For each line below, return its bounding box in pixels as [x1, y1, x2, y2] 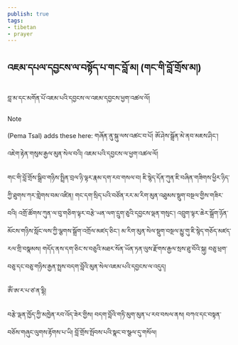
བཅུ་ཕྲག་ [208, 245, 227, 253]
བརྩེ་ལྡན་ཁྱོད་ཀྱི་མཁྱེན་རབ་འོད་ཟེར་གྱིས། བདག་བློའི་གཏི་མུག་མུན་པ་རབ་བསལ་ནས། [7, 310, 185, 319]
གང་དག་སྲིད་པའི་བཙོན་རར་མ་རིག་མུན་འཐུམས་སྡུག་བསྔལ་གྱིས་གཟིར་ [75, 191, 224, 200]
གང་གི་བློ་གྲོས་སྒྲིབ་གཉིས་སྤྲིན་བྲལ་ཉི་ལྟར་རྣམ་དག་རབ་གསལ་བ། [7, 174, 141, 182]
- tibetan [7, 23, 37, 31]
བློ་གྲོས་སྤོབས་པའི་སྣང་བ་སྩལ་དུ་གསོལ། [74, 328, 157, 336]
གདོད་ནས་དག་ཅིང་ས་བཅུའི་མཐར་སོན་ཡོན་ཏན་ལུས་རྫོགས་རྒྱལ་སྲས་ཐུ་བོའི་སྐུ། [42, 245, 207, 253]
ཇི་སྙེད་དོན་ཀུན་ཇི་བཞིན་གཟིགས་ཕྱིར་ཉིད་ [142, 174, 230, 182]
